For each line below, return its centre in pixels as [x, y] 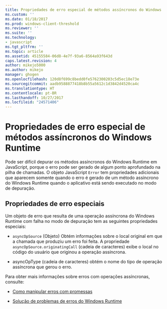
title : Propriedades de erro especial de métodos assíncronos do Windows [83, 10]
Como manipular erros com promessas [52, 291]
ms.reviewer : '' [22, 28]
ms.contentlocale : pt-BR [31, 93]
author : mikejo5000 [25, 65]
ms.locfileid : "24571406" [32, 103]
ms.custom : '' [20, 14]
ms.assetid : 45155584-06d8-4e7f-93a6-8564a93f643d [59, 56]
